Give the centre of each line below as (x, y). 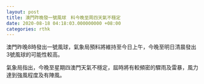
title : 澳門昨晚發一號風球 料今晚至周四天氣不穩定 (63, 18)
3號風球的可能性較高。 (35, 55)
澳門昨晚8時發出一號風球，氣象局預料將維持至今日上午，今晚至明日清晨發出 (101, 47)
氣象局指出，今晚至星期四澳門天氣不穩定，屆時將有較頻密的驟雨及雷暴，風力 (102, 68)
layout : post (23, 12)
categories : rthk (28, 29)
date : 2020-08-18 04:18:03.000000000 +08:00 (64, 23)
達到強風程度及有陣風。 (36, 75)
